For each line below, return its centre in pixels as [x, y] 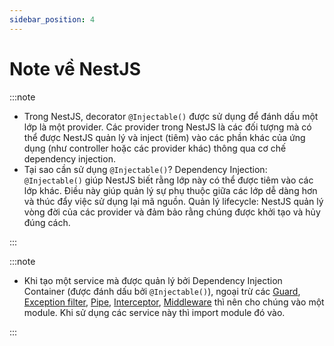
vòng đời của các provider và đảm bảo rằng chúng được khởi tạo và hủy [172, 212]
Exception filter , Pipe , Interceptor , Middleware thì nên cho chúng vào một [174, 302]
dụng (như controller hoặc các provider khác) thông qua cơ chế [155, 148]
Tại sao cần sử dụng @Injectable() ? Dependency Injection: [145, 169]
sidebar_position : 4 [52, 19]
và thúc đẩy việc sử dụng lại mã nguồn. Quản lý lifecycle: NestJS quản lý [173, 201]
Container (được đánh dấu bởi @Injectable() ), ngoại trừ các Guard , [162, 291]
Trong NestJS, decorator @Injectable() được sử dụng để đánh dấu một [171, 116]
